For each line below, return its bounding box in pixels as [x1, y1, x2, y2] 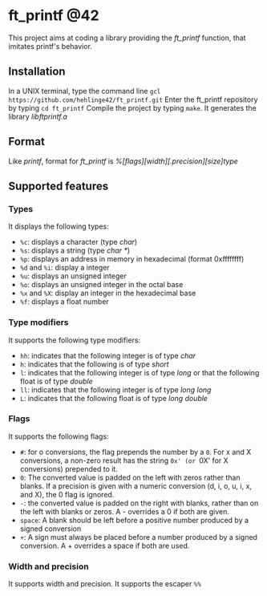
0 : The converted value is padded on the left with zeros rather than [19, 472, 241, 482]
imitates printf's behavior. [8, 41, 92, 51]
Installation [8, 65, 66, 79]
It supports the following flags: [8, 432, 110, 441]
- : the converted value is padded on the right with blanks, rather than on [19, 498, 259, 508]
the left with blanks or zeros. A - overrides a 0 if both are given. [19, 506, 230, 516]
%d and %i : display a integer [19, 263, 110, 273]
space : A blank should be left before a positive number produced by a [19, 515, 249, 525]
